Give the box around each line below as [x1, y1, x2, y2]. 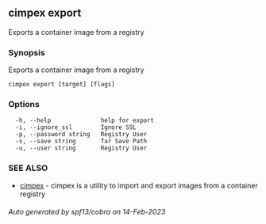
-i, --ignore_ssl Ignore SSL [15, 123, 137, 131]
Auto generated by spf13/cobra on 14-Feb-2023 [8, 207, 166, 217]
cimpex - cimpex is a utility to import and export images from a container [19, 180, 258, 190]
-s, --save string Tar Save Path [15, 138, 148, 146]
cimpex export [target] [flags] [8, 81, 115, 89]
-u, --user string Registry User [15, 144, 148, 153]
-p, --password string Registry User [15, 131, 148, 139]
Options [8, 99, 40, 110]
